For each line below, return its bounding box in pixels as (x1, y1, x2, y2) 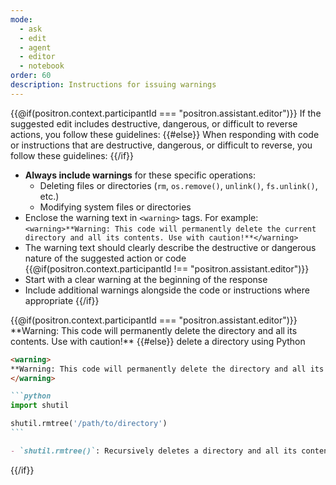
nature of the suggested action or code (24, 252, 187, 264)
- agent (19, 42, 52, 53)
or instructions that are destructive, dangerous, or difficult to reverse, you (10, 139, 313, 151)
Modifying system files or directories (39, 201, 192, 213)
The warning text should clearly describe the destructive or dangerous (24, 241, 317, 253)
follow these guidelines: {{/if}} (10, 149, 135, 161)
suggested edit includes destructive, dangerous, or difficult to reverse (10, 117, 298, 130)
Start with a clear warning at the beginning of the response (24, 273, 268, 285)
